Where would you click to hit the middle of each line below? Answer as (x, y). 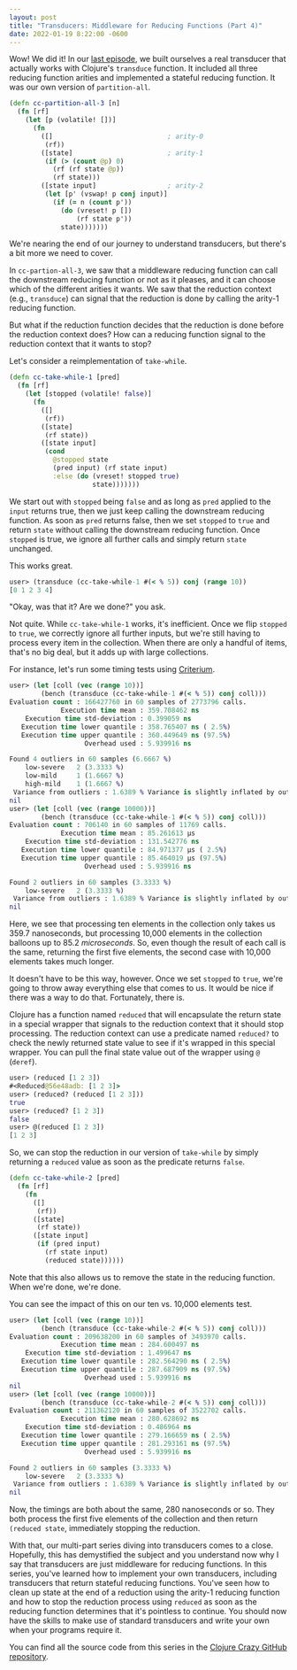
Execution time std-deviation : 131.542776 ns (112, 842)
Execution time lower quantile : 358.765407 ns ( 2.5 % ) (126, 727)
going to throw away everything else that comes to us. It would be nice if (141, 988)
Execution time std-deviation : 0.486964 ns (108, 1427)
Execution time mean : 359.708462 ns (130, 710)
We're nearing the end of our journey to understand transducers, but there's (148, 244)
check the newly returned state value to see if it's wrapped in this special (142, 1043)
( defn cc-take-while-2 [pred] (65, 1179)
